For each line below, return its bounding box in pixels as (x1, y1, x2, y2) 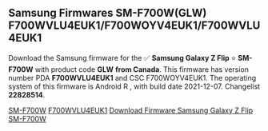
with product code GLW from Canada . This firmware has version (34, 64, 250, 74)
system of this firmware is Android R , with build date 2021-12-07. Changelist (8, 81, 261, 91)
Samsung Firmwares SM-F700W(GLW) (8, 6, 207, 20)
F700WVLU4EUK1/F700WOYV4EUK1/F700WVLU (8, 19, 261, 33)
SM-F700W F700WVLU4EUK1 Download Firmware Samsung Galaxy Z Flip (8, 105, 254, 115)
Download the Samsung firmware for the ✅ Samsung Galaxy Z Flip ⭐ (8, 53, 237, 62)
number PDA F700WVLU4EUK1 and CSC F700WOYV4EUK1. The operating (8, 73, 257, 82)
